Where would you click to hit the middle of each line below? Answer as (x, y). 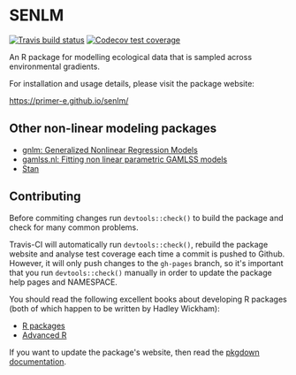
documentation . (38, 361)
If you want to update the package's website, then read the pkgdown (135, 352)
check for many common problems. (74, 227)
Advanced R (44, 335)
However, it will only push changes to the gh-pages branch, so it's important (146, 263)
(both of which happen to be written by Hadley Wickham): (114, 308)
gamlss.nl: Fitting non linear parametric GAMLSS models (125, 159)
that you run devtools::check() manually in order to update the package (140, 272)
